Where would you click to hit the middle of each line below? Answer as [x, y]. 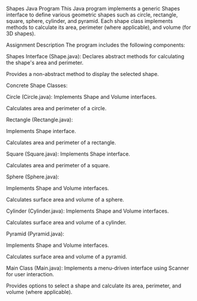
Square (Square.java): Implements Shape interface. [68, 154]
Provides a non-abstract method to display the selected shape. [83, 74]
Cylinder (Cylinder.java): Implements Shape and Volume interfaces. [88, 211]
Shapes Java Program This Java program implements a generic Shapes [93, 9]
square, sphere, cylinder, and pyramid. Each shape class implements [89, 21]
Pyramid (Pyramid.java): [35, 234]
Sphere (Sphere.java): [33, 177]
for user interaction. [30, 274]
